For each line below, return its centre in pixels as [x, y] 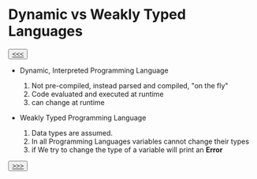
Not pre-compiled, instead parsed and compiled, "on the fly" [130, 85]
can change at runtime [68, 102]
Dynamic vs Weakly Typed [97, 15]
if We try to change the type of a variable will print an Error [127, 149]
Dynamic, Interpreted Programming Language [94, 70]
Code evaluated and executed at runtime [97, 94]
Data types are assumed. [72, 132]
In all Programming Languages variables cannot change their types [140, 141]
